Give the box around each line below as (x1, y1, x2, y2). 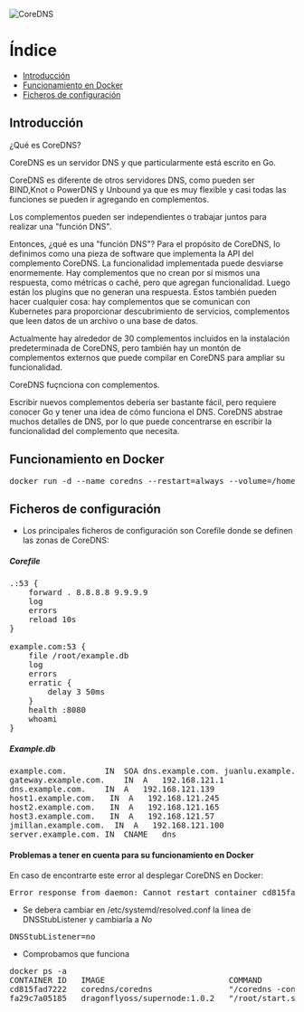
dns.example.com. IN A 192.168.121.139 (9, 784, 215, 795)
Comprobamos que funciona (22, 948, 129, 959)
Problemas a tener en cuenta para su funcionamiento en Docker (9, 849, 254, 860)
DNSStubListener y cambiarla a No (22, 913, 153, 924)
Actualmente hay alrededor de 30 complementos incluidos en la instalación (9, 333, 290, 344)
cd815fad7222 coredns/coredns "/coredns (9, 984, 272, 994)
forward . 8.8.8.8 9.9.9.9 (28, 588, 148, 598)
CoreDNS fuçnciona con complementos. (9, 379, 160, 390)
